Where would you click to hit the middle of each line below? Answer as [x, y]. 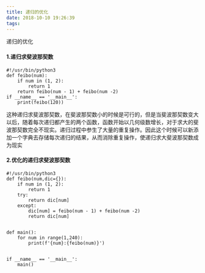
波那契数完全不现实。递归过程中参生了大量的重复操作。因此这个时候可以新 [100, 130]
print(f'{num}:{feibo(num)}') [67, 243]
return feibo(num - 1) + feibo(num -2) [68, 92]
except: [27, 206]
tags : [13, 23]
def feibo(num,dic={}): [37, 179]
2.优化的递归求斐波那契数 [38, 160]
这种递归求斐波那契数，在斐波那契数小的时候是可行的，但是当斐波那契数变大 [103, 114]
